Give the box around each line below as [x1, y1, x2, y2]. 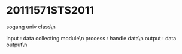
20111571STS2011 [6, 4, 95, 17]
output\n [6, 41, 28, 48]
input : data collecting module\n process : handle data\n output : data [6, 34, 177, 42]
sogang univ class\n [6, 23, 56, 30]
